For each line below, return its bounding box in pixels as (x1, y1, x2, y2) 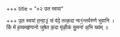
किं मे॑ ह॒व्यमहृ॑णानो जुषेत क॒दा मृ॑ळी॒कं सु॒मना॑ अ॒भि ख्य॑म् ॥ (6, 24, 108, 30)
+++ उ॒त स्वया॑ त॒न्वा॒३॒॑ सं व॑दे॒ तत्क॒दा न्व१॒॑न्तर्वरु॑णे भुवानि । (6, 17, 115, 24)
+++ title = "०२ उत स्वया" (6, 5, 64, 12)
